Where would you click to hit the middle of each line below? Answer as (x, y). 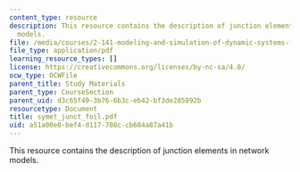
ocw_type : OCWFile (43, 76)
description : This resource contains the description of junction (135, 26)
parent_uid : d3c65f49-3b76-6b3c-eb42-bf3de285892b (105, 100)
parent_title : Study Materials (67, 84)
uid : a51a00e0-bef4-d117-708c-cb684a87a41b (92, 126)
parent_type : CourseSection (62, 92)
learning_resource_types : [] (63, 59)
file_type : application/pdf (62, 51)
